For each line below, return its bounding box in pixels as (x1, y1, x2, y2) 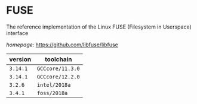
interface (6, 29, 29, 36)
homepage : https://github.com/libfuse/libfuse (6, 41, 118, 48)
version (9, 55, 32, 63)
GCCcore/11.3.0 (36, 65, 80, 72)
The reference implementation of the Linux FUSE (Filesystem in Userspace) (6, 23, 192, 30)
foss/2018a (36, 90, 68, 96)
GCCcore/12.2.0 (36, 73, 80, 80)
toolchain (44, 55, 73, 63)
